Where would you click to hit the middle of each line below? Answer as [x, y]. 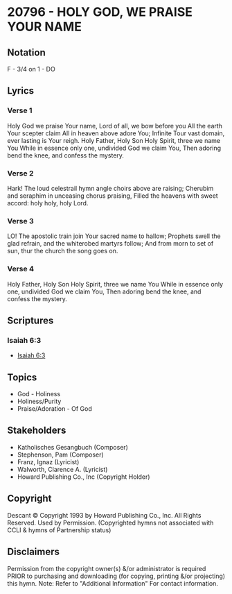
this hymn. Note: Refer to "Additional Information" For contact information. [113, 583]
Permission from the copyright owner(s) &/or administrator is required [107, 568]
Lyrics [21, 91]
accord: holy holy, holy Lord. [48, 203]
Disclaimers [34, 552]
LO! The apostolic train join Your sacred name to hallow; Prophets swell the [114, 236]
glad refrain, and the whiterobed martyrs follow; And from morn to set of [110, 244]
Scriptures [30, 320]
